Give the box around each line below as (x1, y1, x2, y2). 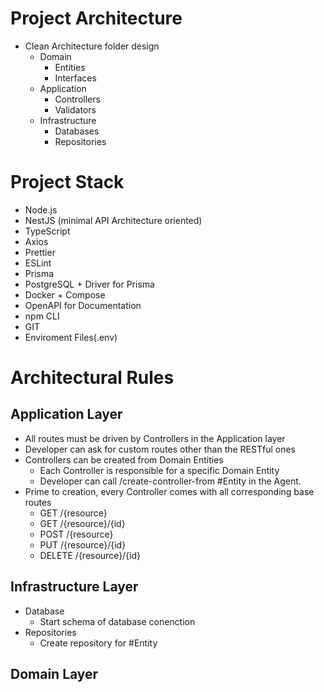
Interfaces (54, 72, 97, 84)
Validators (54, 103, 97, 116)
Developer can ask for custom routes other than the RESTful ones (24, 443, 296, 455)
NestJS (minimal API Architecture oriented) (24, 214, 203, 226)
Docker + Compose (24, 288, 106, 301)
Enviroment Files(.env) (24, 331, 118, 343)
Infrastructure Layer (10, 578, 139, 596)
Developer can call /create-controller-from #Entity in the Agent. (39, 475, 302, 487)
